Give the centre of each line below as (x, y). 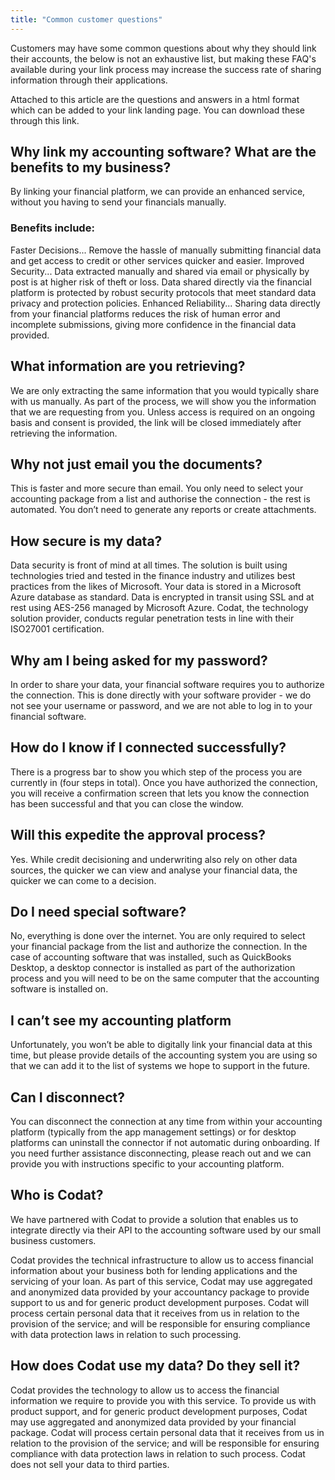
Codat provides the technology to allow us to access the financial (145, 1390)
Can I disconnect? (68, 1097)
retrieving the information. (64, 433)
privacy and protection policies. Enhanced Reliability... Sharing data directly (165, 303)
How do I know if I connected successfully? (148, 747)
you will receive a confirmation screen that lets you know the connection (160, 793)
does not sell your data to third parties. (90, 1464)
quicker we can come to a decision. (83, 880)
